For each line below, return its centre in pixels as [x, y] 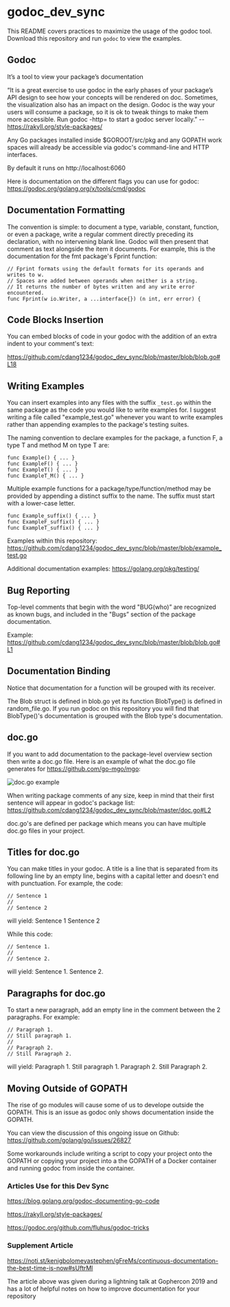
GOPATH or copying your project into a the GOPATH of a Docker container [112, 1161]
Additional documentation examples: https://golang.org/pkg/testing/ [103, 569]
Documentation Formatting [66, 210]
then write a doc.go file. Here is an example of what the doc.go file [101, 761]
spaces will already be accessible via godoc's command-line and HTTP [108, 147]
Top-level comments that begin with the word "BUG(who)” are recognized [112, 607]
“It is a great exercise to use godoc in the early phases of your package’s [110, 90]
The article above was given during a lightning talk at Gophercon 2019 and [112, 1281]
